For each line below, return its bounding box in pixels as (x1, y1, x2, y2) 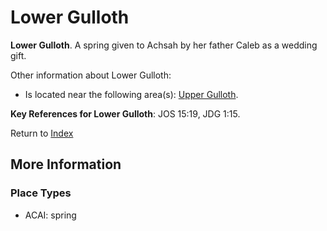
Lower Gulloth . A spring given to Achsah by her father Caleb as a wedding (10, 39, 318, 51)
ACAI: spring (24, 209, 77, 221)
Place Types (10, 186, 72, 200)
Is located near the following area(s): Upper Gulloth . (24, 88, 239, 100)
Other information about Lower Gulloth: (10, 69, 172, 81)
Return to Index (10, 127, 74, 139)
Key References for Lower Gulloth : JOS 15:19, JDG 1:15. (10, 107, 241, 120)
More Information (10, 156, 122, 173)
